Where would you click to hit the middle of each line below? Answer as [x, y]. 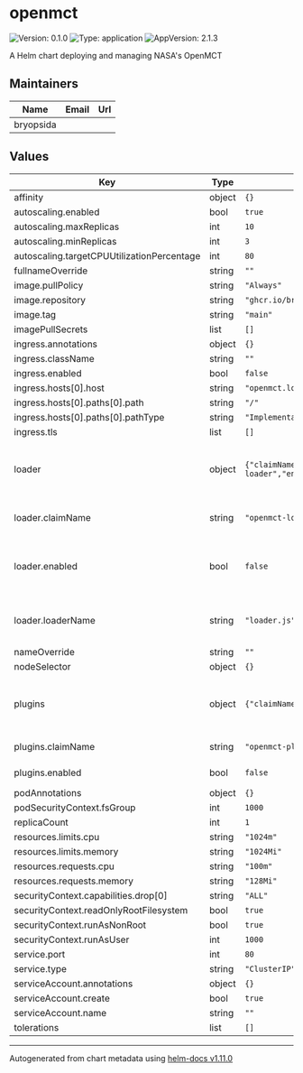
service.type [41, 968]
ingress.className [54, 358]
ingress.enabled [48, 373]
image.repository [50, 300]
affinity [28, 197]
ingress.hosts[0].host [60, 388]
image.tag [35, 314]
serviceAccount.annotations [73, 984]
